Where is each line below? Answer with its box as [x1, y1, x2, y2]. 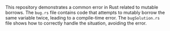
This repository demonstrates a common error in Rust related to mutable [5, 4, 158, 10]
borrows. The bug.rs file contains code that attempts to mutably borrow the [5, 9, 165, 15]
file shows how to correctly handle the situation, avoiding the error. [5, 20, 147, 26]
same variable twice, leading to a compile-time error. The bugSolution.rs [5, 15, 160, 20]
